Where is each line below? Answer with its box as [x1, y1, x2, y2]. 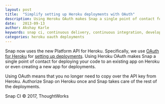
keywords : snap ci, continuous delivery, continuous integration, [5, 30, 144, 35]
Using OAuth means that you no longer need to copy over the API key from [5, 73, 156, 79]
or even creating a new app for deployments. [5, 63, 96, 69]
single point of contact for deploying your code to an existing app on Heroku [5, 58, 160, 64]
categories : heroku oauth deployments [5, 35, 84, 40]
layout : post [5, 7, 32, 12]
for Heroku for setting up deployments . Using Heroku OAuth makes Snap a [5, 53, 156, 59]
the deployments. [5, 83, 41, 89]
